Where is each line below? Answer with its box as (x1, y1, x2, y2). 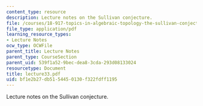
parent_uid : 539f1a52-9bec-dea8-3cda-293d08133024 (6, 59, 137, 65)
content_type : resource (6, 8, 66, 15)
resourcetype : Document (6, 65, 66, 71)
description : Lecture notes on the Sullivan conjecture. (6, 15, 153, 21)
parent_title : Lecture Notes (6, 48, 80, 55)
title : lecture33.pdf (6, 71, 61, 77)
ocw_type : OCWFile (6, 43, 53, 49)
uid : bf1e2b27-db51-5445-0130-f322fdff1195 (6, 76, 118, 82)
